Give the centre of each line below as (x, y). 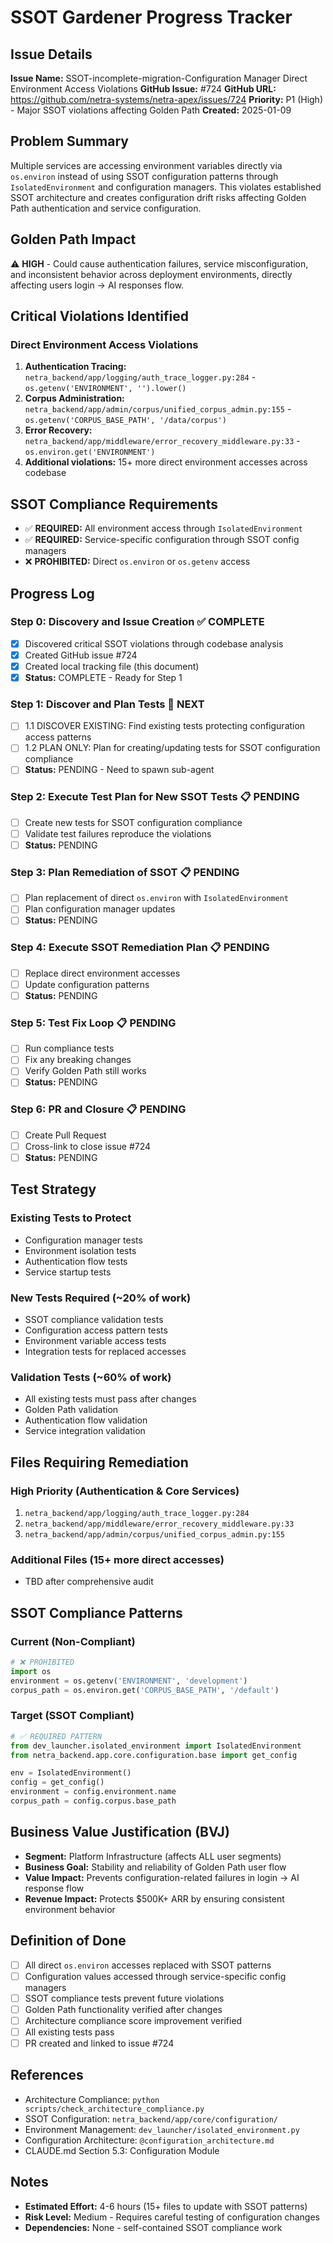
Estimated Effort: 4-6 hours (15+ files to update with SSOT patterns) (166, 2206)
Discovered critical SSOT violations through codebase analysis (154, 643)
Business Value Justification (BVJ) (120, 1832)
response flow (54, 1888)
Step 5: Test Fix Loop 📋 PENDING (93, 1023)
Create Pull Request (65, 1135)
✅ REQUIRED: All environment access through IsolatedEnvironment (163, 528)
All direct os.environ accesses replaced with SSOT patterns (148, 1965)
